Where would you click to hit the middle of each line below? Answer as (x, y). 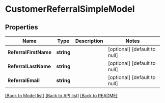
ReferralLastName (29, 66)
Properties (22, 27)
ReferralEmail (24, 80)
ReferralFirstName (29, 52)
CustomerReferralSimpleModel (70, 9)
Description (89, 41)
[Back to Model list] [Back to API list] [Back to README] (61, 96)
